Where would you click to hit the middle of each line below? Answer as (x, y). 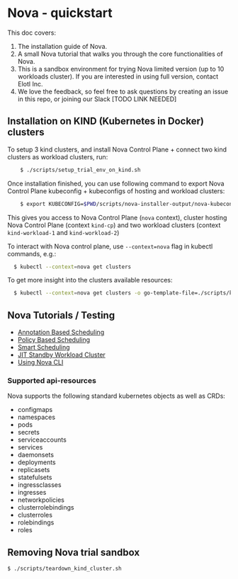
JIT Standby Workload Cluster (62, 355)
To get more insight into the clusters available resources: (90, 280)
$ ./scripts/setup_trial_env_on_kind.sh (80, 170)
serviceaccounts (42, 440)
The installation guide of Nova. (62, 46)
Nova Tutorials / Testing (61, 315)
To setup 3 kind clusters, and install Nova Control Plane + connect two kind (117, 149)
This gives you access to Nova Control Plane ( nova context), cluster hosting (117, 217)
